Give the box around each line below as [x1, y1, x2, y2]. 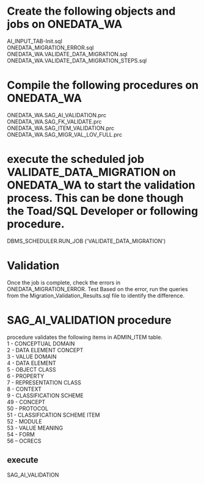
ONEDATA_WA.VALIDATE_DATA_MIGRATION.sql [7, 50, 128, 57]
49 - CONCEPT [7, 398, 46, 405]
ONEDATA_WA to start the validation [7, 178, 195, 192]
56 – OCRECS [7, 437, 42, 444]
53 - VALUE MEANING [7, 424, 64, 432]
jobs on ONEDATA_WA [7, 17, 123, 31]
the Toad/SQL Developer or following [7, 204, 199, 218]
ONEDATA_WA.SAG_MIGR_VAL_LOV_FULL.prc [7, 131, 123, 138]
